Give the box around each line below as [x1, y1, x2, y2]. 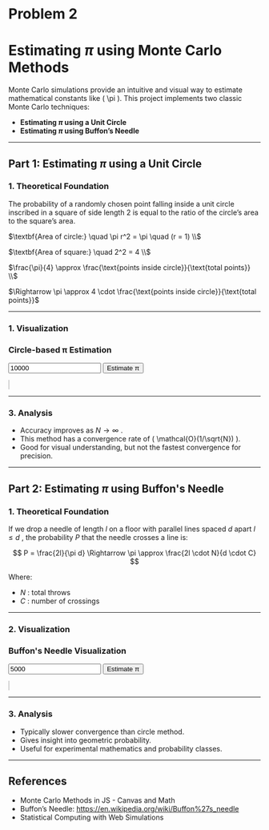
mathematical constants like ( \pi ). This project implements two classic [8, 94, 243, 103]
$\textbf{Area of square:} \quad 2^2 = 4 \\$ [8, 247, 151, 256]
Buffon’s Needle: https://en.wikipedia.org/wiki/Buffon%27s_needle [19, 804, 239, 814]
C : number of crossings [19, 596, 100, 606]
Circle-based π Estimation [8, 344, 112, 355]
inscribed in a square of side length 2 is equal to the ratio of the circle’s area [8, 207, 259, 217]
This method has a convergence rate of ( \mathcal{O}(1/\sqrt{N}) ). [19, 434, 241, 444]
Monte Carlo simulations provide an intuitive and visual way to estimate [8, 85, 243, 95]
